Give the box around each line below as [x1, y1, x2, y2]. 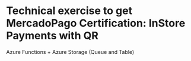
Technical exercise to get [6, 4, 132, 18]
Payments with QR [6, 29, 99, 42]
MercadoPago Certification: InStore [6, 16, 186, 30]
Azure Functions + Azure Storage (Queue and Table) [6, 48, 135, 55]
